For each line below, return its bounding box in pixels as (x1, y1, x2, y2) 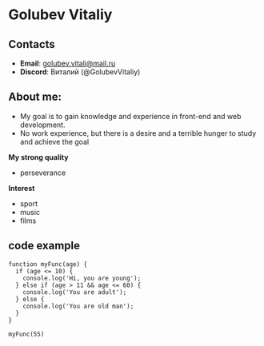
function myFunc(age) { (8, 260, 88, 268)
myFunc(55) (8, 330, 45, 338)
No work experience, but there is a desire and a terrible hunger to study (19, 128, 257, 137)
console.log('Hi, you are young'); (22, 274, 142, 282)
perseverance (19, 168, 66, 177)
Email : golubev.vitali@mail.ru (19, 58, 116, 68)
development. (19, 120, 66, 129)
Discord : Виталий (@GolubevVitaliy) (19, 67, 141, 77)
